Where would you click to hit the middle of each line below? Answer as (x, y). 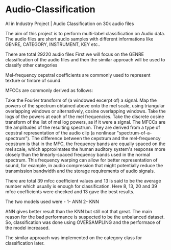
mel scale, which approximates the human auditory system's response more (86, 149)
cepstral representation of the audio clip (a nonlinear (60, 133)
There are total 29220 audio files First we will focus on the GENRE (75, 54)
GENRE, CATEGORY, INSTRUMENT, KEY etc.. (53, 44)
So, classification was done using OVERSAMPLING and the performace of (83, 222)
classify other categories (31, 65)
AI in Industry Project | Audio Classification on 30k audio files (70, 24)
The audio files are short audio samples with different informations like (79, 39)
